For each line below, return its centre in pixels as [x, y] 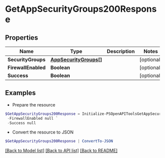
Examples [20, 93]
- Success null [22, 123]
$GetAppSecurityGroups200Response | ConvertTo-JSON [59, 141]
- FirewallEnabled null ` [32, 118]
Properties [22, 38]
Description [121, 51]
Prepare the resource [34, 105]
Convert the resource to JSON [43, 132]
